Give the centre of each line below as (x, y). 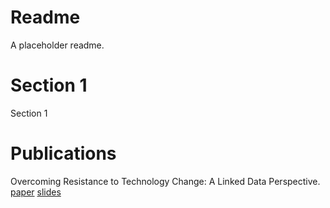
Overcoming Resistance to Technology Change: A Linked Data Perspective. (165, 181)
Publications (63, 153)
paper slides (36, 192)
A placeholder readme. (57, 45)
